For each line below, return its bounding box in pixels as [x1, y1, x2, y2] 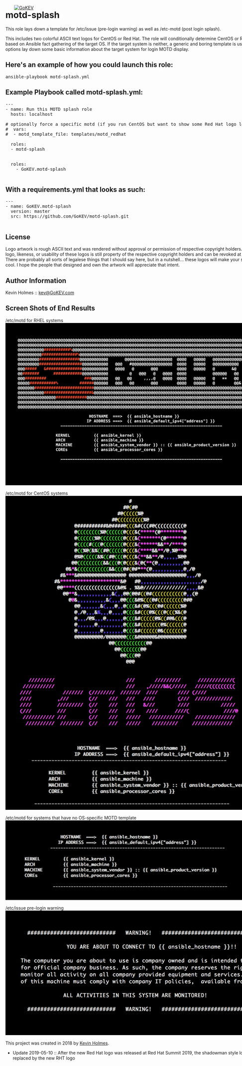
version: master [10, 209, 50, 214]
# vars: [5, 126, 27, 132]
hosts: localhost [10, 111, 53, 117]
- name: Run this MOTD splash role [5, 106, 93, 112]
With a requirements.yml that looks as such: [5, 185, 146, 194]
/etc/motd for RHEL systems [5, 317, 64, 323]
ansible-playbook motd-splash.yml [5, 74, 90, 79]
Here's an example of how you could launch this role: [5, 60, 173, 69]
